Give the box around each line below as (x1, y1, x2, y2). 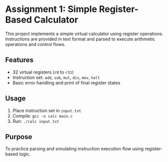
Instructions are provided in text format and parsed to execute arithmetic (5, 36, 155, 42)
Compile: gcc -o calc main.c (12, 112, 73, 118)
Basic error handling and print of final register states (12, 79, 121, 85)
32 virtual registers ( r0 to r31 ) (12, 69, 74, 75)
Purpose (5, 132, 33, 141)
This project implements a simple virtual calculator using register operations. (5, 30, 163, 36)
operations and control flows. (5, 41, 66, 47)
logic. (19, 151, 31, 157)
